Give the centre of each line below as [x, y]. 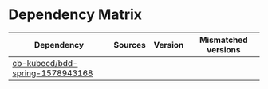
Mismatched [224, 40]
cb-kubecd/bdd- [45, 63]
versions [224, 49]
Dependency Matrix [75, 15]
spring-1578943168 [53, 73]
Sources [130, 44]
